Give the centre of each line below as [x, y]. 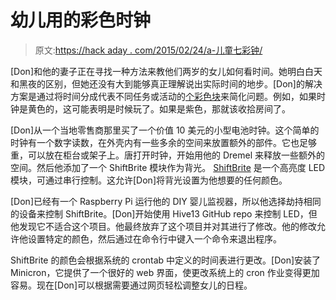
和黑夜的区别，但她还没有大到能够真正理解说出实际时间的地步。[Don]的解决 [166, 83]
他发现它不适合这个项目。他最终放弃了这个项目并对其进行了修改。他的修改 [163, 226]
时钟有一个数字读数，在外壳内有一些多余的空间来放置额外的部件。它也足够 [163, 142]
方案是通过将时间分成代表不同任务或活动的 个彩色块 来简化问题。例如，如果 [163, 96]
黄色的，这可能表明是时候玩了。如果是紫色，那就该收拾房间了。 [159, 108]
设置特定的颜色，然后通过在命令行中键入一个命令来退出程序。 [154, 238]
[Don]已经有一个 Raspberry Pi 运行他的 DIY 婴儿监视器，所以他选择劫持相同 [166, 201]
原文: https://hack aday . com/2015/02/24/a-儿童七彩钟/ [148, 50]
